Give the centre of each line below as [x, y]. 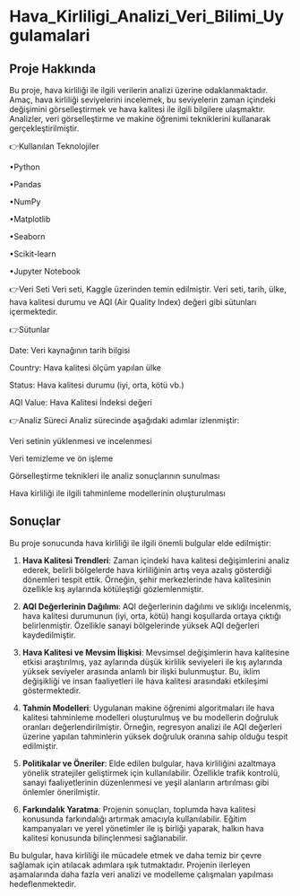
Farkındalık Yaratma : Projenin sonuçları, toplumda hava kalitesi [139, 809]
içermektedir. [34, 312]
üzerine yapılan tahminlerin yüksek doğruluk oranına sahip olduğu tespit [155, 736]
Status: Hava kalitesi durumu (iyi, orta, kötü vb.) [97, 385]
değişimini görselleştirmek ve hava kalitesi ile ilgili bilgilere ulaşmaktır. [137, 109]
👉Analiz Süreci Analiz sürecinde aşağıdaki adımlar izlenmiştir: [124, 420]
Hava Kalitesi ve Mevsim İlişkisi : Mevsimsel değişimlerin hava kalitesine [156, 652]
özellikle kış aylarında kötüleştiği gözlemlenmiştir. [113, 588]
